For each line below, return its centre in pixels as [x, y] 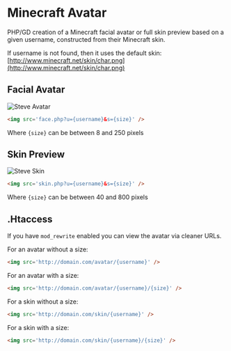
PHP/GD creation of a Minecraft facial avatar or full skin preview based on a [115, 32]
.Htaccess [30, 219]
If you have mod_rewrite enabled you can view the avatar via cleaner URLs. [114, 236]
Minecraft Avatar [57, 13]
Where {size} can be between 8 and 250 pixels [75, 132]
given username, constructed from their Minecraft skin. [86, 39]
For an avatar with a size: [43, 275]
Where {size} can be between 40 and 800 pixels [78, 197]
